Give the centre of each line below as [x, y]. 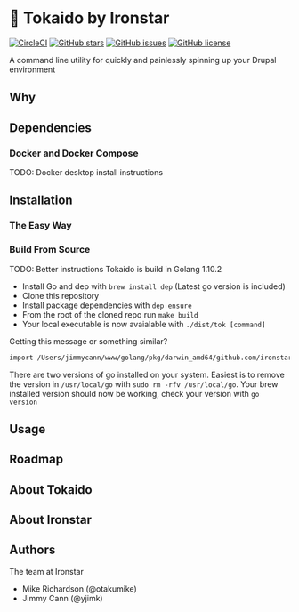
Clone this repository [61, 295]
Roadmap [36, 459]
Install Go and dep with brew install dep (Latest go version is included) [154, 286]
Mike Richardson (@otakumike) [80, 588]
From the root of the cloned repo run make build [110, 314]
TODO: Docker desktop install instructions [86, 173]
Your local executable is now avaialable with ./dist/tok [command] [144, 324]
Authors [32, 550]
